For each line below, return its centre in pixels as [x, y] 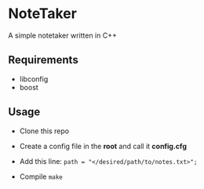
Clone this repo [44, 131]
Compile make [41, 176]
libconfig [34, 78]
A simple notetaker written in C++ [63, 35]
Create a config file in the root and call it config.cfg [103, 146]
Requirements [43, 60]
